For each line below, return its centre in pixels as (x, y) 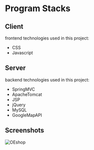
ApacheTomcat (27, 94)
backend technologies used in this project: (47, 80)
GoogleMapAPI (27, 115)
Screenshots (25, 130)
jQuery (19, 105)
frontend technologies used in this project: (47, 38)
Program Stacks (38, 9)
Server (15, 68)
